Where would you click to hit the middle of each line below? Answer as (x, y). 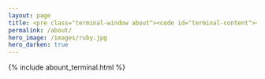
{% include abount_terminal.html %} (67, 67)
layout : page (30, 15)
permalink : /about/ (40, 30)
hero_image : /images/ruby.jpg (58, 38)
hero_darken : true (38, 45)
